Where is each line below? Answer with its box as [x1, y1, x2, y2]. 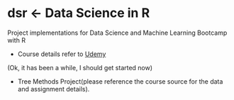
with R [7, 35, 26, 44]
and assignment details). [17, 84, 90, 93]
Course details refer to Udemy [17, 50, 106, 58]
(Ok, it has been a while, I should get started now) [7, 63, 153, 72]
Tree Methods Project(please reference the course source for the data [17, 77, 223, 86]
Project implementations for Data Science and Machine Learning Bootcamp [7, 28, 228, 37]
